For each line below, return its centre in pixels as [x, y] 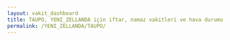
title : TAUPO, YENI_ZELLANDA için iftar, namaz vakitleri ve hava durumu [115, 20]
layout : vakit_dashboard [43, 13]
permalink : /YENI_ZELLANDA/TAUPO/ [57, 26]
